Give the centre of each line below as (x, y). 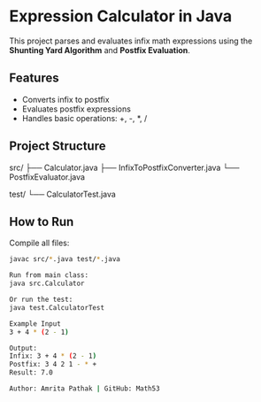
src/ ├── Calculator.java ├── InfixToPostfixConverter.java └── (124, 167)
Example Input (35, 324)
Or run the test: (41, 299)
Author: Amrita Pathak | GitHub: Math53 (85, 389)
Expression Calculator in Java (121, 16)
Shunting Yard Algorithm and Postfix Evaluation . (100, 50)
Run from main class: (49, 275)
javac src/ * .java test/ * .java (65, 259)
